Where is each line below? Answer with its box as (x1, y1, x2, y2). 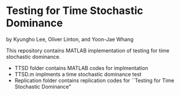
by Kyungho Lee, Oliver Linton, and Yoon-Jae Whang (6, 36, 134, 43)
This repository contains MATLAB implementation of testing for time (6, 47, 169, 54)
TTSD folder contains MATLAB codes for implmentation (14, 64, 148, 71)
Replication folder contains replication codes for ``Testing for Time (14, 77, 174, 84)
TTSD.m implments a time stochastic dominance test (14, 71, 142, 78)
